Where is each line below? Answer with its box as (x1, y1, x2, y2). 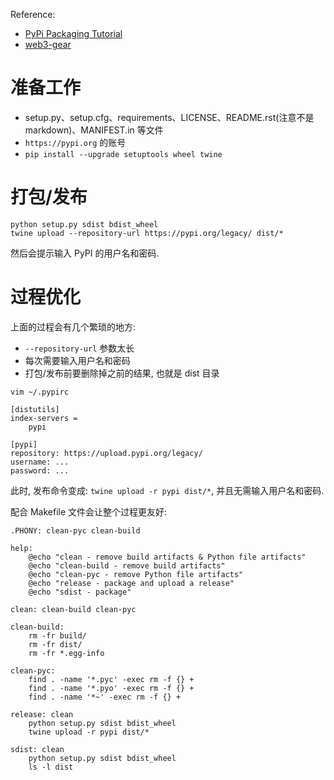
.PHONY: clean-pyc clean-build (10, 525, 141, 536)
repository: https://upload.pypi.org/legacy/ (10, 448, 203, 458)
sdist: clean (10, 744, 65, 754)
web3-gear (24, 39, 72, 50)
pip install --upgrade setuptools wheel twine (24, 149, 223, 159)
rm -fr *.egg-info (28, 648, 105, 658)
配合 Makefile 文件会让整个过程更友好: (10, 505, 168, 518)
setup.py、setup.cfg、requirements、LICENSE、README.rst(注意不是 (24, 111, 315, 123)
